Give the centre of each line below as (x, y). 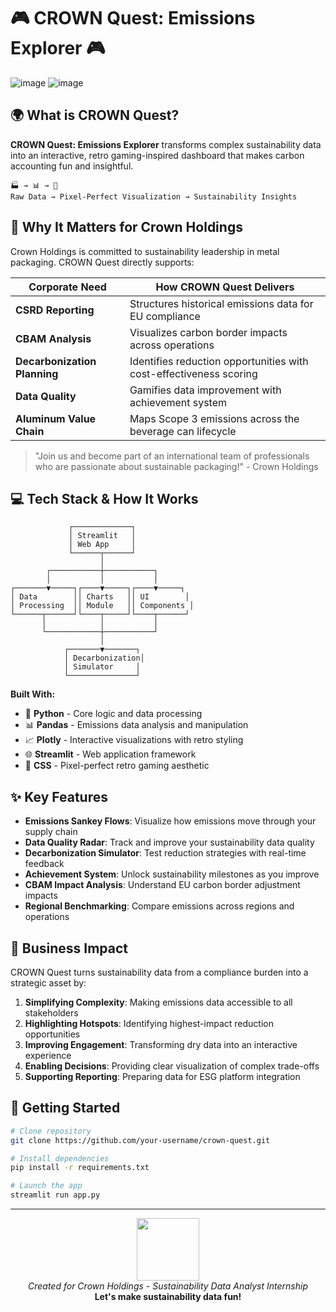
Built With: (33, 694)
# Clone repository (51, 1131)
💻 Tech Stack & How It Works (104, 498)
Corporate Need (67, 287)
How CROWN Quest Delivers (225, 287)
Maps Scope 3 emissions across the (214, 418)
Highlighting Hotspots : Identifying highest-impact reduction (149, 1023)
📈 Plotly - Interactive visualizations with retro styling (134, 740)
